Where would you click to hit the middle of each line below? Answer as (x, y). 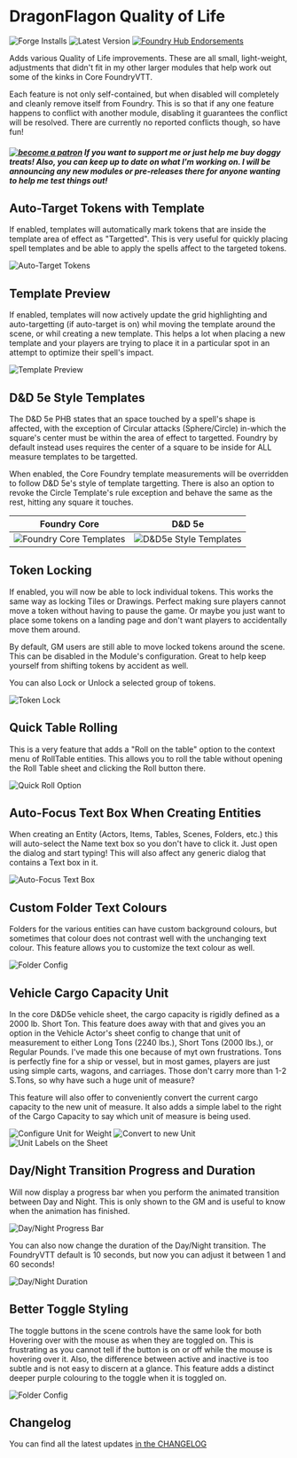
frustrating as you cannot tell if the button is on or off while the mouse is (141, 1349)
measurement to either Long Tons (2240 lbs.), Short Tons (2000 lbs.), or (141, 1043)
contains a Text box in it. (54, 863)
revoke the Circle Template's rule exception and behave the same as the (141, 492)
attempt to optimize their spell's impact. (82, 353)
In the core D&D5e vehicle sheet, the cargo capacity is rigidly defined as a (145, 1015)
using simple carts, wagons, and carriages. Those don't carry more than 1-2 (148, 1071)
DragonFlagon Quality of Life (117, 16)
